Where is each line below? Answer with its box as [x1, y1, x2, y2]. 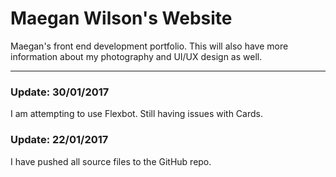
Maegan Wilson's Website [10, 7, 233, 30]
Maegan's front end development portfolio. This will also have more [10, 40, 289, 52]
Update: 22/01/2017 [10, 133, 109, 147]
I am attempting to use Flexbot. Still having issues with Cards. [10, 108, 263, 120]
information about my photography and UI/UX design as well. [10, 50, 263, 62]
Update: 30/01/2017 [10, 85, 110, 99]
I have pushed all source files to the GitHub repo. [10, 155, 212, 167]
